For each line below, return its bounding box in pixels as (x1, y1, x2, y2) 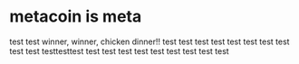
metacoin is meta (9, 6, 142, 27)
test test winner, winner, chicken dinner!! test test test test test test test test (9, 36, 290, 47)
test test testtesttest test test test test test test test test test (9, 45, 229, 56)
